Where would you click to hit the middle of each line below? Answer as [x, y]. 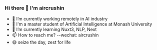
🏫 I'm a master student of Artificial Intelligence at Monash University [82, 24]
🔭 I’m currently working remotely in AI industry [60, 19]
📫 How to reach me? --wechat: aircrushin [55, 35]
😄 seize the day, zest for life [41, 42]
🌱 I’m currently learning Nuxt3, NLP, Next [54, 29]
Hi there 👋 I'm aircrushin [34, 8]
